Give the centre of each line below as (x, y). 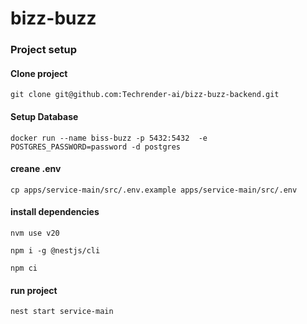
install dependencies (55, 212)
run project (34, 290)
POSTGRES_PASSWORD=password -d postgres (96, 147)
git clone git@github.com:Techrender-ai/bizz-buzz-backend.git (145, 95)
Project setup (43, 50)
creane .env (36, 169)
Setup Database (44, 116)
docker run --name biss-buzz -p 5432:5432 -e (109, 138)
